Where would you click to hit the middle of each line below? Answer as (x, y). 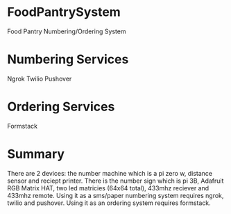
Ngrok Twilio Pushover (40, 79)
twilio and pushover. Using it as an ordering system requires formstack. (109, 203)
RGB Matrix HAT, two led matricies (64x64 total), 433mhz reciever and (108, 188)
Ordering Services (61, 107)
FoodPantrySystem (64, 12)
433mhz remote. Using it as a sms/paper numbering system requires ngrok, (115, 195)
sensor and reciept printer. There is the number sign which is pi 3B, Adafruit (115, 181)
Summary (36, 154)
